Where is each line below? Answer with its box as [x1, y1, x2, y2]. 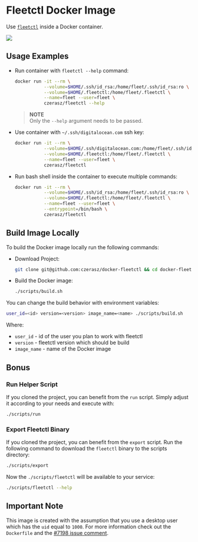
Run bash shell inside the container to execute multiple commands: [14, 172, 178, 180]
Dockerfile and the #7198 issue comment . [6, 529, 109, 536]
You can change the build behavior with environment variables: [6, 299, 159, 306]
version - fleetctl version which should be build [14, 339, 130, 346]
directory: [6, 451, 30, 458]
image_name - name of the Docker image [14, 345, 111, 352]
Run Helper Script [6, 380, 58, 388]
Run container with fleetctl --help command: [14, 67, 129, 74]
